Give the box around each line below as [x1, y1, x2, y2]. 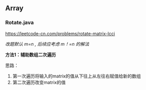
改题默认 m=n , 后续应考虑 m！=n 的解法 [5, 41, 89, 47]
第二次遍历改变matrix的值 [12, 79, 66, 85]
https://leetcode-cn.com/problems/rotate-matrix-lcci [5, 30, 115, 37]
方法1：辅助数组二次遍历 [5, 51, 57, 57]
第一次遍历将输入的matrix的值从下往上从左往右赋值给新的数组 [12, 73, 141, 79]
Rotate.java [5, 19, 34, 26]
